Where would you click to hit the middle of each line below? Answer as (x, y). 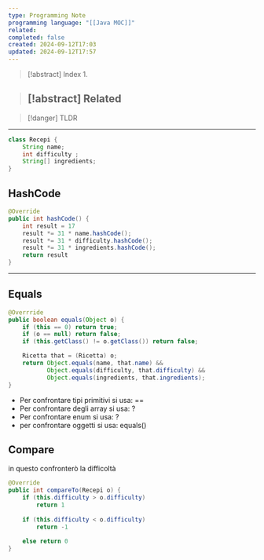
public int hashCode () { (49, 218)
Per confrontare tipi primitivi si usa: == (82, 400)
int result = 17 (49, 226)
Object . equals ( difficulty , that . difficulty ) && (126, 370)
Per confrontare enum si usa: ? (69, 416)
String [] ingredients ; (59, 162)
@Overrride (26, 312)
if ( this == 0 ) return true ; (70, 327)
